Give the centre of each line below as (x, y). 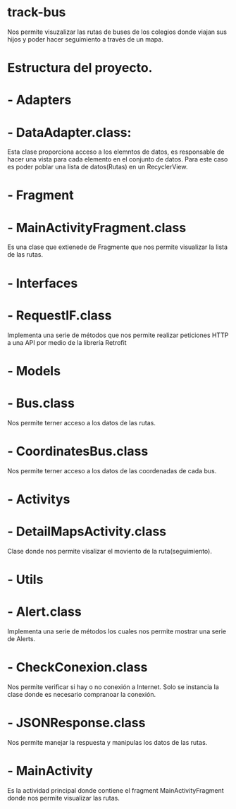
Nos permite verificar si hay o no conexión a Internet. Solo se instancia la (113, 687)
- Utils (25, 579)
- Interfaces (43, 283)
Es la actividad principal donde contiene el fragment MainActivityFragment (116, 790)
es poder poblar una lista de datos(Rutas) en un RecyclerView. (98, 167)
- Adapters (39, 100)
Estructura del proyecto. (80, 68)
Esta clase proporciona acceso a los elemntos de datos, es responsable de (116, 152)
